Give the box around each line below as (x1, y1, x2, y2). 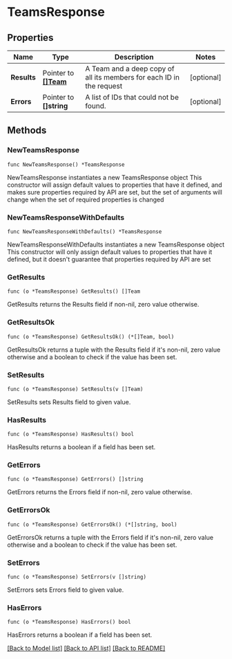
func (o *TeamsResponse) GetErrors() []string (7, 476, 144, 483)
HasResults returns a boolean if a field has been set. (7, 443, 156, 451)
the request (85, 81, 123, 91)
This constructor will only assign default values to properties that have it (7, 247, 213, 256)
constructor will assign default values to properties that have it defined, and (7, 181, 222, 189)
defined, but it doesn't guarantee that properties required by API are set (7, 255, 211, 263)
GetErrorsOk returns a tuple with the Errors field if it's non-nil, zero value (7, 533, 214, 541)
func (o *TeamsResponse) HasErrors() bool (7, 619, 131, 626)
